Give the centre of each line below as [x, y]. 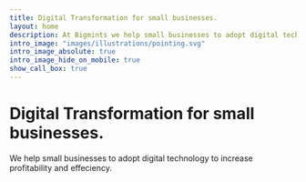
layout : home [34, 26]
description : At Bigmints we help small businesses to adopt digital [144, 35]
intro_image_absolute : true [63, 52]
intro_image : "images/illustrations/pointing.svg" [107, 43]
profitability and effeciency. [61, 167]
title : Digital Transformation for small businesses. [114, 18]
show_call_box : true [49, 69]
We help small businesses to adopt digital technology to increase [131, 158]
